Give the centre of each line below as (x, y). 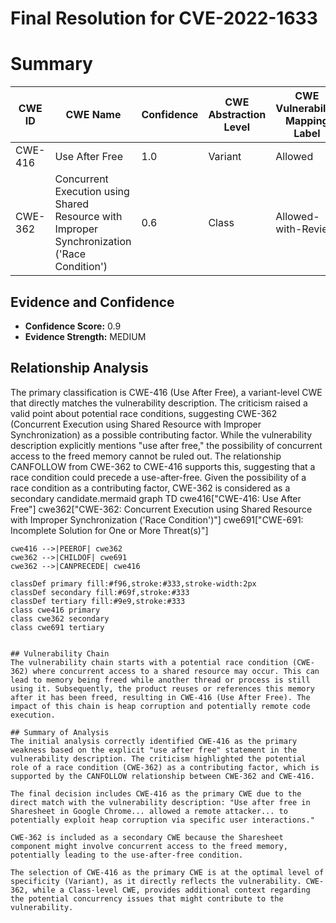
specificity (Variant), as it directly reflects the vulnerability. (156, 881)
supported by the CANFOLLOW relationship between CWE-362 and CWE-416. (162, 776)
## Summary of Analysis (60, 732)
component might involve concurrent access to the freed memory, (149, 846)
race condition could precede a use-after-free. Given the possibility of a (158, 477)
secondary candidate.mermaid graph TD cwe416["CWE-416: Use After (156, 498)
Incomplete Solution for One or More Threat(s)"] (109, 530)
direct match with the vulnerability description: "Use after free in (160, 802)
